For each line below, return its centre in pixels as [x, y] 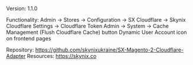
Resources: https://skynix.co [62, 56]
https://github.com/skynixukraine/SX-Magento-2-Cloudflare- [109, 50]
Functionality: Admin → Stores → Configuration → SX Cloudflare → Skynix [96, 20]
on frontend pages [29, 38]
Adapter [16, 56]
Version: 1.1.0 [22, 8]
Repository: [20, 50]
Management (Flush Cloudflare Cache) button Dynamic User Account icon [97, 32]
